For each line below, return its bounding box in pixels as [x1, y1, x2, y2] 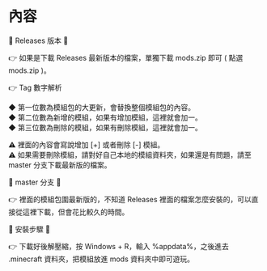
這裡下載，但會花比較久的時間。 [22, 207, 129, 217]
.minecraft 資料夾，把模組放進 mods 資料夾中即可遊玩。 [8, 254, 194, 264]
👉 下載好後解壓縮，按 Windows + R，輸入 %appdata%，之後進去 [8, 241, 229, 251]
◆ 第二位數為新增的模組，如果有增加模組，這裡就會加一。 [8, 112, 202, 122]
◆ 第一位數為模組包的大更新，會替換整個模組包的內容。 [8, 102, 196, 112]
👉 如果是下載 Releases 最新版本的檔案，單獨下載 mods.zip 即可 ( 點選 [8, 53, 244, 62]
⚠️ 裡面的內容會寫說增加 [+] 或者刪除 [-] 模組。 [8, 139, 165, 150]
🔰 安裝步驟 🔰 [8, 224, 51, 234]
